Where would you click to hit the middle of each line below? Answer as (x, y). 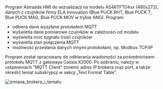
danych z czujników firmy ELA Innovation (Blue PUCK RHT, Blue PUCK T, (79, 12)
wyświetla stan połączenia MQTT (46, 42)
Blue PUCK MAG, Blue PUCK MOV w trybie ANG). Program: (65, 17)
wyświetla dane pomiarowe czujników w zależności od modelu (75, 32)
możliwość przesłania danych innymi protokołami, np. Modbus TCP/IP (82, 47)
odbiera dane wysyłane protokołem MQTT (55, 27)
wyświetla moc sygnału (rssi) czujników (52, 37)
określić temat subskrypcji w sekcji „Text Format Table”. (61, 72)
